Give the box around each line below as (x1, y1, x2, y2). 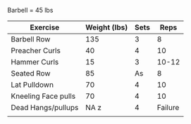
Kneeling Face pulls (11, 91, 76, 101)
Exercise (30, 22, 60, 32)
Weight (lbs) (85, 22, 128, 32)
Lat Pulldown (11, 80, 54, 90)
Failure (156, 103, 180, 112)
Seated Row (11, 69, 51, 78)
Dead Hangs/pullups (11, 103, 79, 112)
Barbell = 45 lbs (7, 6, 54, 14)
